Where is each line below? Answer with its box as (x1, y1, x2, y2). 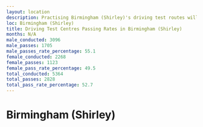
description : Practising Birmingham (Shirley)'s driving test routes (6, 15, 185, 21)
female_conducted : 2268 (6, 54, 66, 60)
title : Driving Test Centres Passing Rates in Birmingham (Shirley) (6, 25, 182, 32)
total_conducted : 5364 (6, 71, 63, 77)
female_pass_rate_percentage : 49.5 (6, 65, 96, 71)
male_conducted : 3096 (6, 37, 61, 43)
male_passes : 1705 (6, 43, 53, 49)
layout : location (6, 8, 50, 15)
